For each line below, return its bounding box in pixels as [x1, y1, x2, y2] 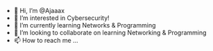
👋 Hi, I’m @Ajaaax [13, 7, 65, 14]
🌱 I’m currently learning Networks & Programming [13, 21, 156, 29]
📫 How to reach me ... [13, 37, 78, 44]
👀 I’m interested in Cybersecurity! [13, 14, 110, 22]
